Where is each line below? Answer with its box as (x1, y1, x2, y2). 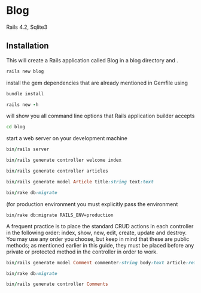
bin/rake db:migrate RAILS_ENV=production (6, 212, 114, 218)
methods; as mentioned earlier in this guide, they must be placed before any (6, 241, 194, 249)
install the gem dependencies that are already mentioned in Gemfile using (6, 79, 188, 86)
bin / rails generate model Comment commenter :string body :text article (6, 259, 186, 265)
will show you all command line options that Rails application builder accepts (6, 112, 195, 120)
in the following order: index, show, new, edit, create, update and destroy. (6, 229, 187, 236)
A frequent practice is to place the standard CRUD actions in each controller (6, 222, 194, 229)
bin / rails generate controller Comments (6, 281, 109, 288)
